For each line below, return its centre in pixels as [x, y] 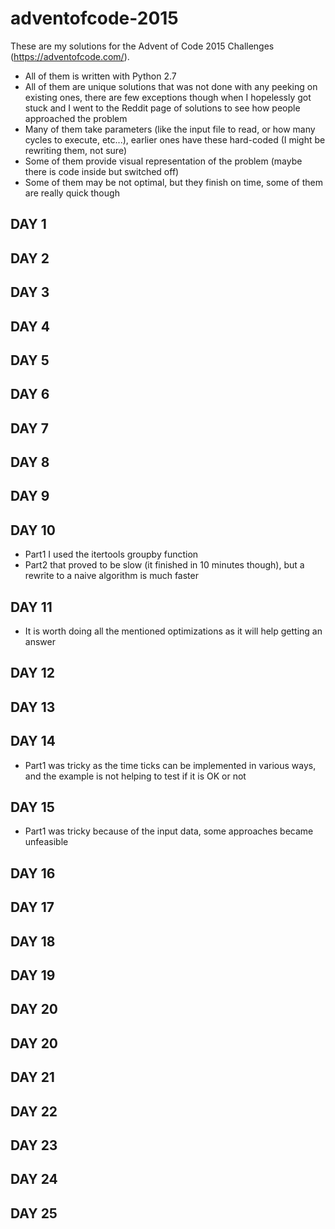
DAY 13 [33, 707]
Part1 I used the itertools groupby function [111, 554]
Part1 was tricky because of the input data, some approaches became [169, 831]
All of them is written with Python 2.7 [100, 76]
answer [40, 642]
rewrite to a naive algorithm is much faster [111, 576]
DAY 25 [34, 1213]
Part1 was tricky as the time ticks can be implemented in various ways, [170, 765]
